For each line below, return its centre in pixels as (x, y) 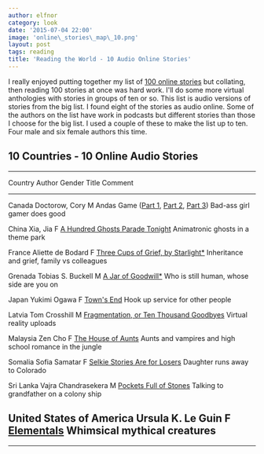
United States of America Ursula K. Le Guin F (119, 418)
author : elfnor (33, 15)
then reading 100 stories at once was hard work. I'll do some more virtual (126, 90)
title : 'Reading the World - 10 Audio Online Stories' (100, 60)
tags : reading (31, 52)
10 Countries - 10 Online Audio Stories (103, 157)
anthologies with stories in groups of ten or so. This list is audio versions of (130, 98)
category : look (33, 23)
